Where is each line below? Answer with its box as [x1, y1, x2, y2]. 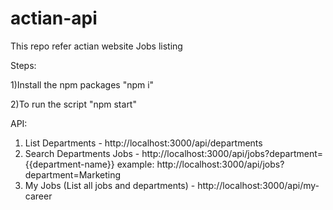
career [24, 190, 53, 202]
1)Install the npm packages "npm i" [10, 78, 155, 91]
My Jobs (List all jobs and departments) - [24, 179, 196, 191]
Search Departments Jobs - [24, 147, 140, 159]
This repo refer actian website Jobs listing [10, 40, 183, 52]
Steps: [10, 59, 37, 71]
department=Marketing [24, 168, 122, 181]
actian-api [10, 7, 98, 30]
